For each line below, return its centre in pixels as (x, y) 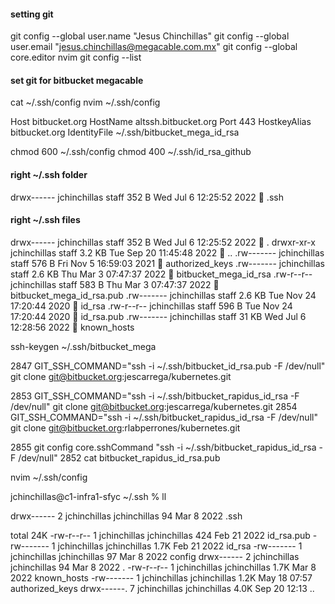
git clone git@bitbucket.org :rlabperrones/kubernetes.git (125, 427)
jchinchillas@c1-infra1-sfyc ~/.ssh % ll (88, 496)
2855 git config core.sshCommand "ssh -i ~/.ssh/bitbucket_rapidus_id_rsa (163, 447)
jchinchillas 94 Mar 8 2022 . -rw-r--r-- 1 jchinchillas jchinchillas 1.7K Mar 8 (163, 567)
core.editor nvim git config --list (76, 57)
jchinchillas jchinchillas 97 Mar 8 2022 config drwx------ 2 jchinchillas (155, 556)
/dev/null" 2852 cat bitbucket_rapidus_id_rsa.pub (119, 457)
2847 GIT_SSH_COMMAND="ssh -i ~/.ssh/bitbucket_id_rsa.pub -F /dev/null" (168, 366)
